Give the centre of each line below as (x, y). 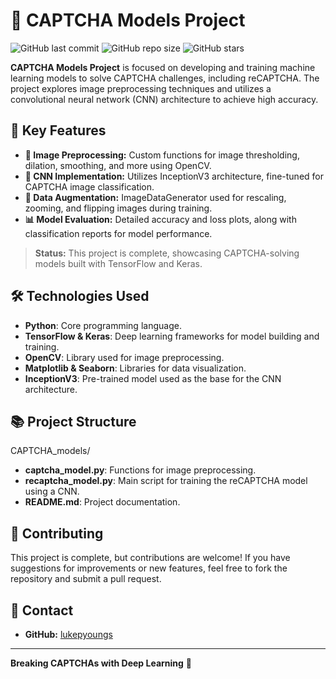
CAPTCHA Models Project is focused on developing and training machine (163, 67)
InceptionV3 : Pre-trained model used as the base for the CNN (153, 378)
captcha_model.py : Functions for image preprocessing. (140, 470)
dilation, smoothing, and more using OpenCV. (118, 165)
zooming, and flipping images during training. (118, 208)
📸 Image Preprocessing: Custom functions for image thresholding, (162, 155)
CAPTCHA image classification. (89, 186)
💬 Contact (42, 610)
